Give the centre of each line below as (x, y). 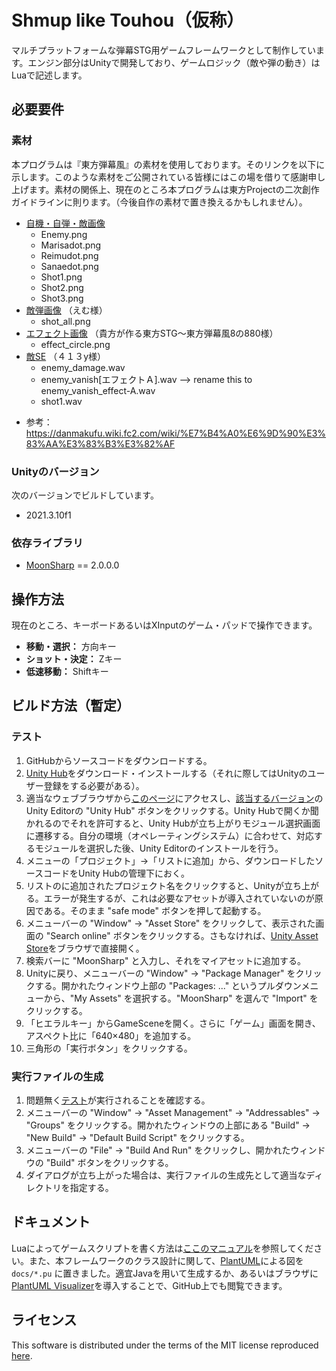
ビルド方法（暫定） (70, 706)
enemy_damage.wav (83, 367)
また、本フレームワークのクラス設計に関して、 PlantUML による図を (166, 1260)
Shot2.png (62, 287)
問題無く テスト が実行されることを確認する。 (118, 1100)
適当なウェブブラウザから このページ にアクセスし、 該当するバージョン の (174, 798)
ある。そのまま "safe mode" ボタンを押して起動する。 (155, 910)
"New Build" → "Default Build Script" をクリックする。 (137, 1138)
